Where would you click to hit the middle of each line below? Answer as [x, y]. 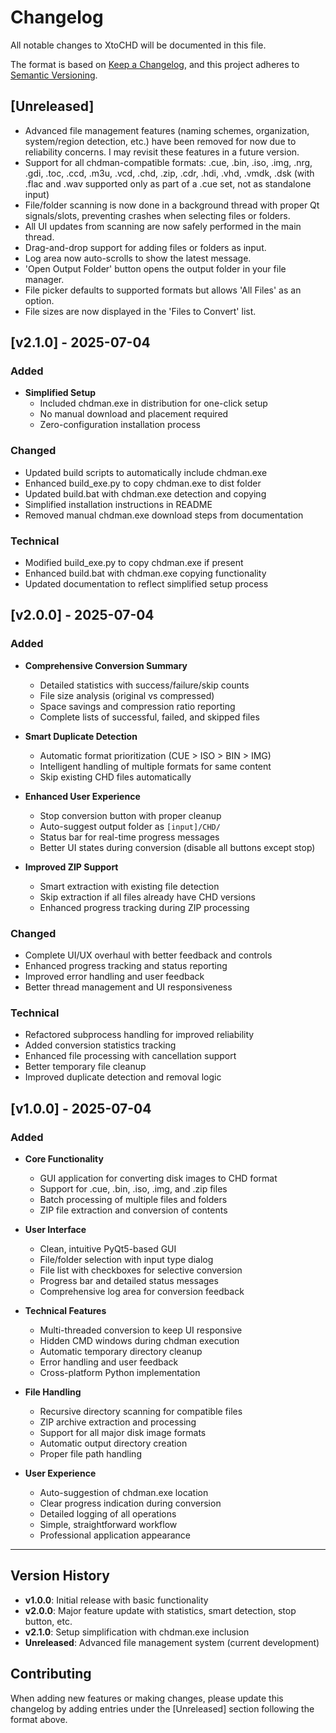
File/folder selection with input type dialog [126, 1259]
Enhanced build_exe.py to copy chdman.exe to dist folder [143, 483]
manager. [44, 279]
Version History [60, 1576]
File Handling [53, 1392]
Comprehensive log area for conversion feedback [142, 1291]
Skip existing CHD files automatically [115, 777]
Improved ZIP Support [71, 867]
